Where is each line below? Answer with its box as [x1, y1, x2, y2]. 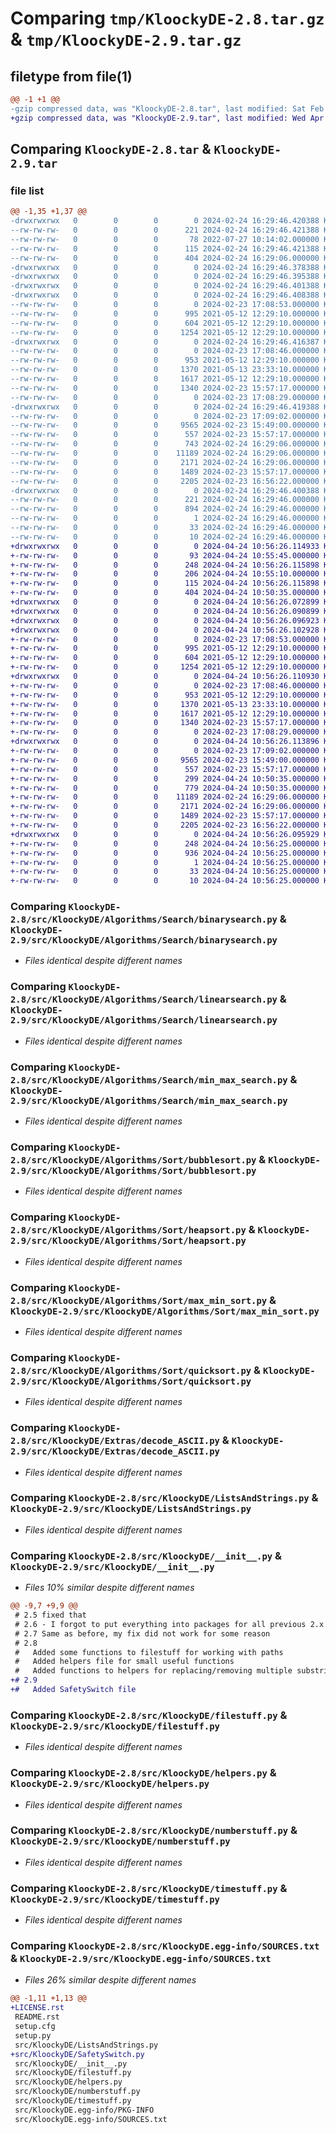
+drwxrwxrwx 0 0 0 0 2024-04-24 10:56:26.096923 [10, 615, 320, 626]
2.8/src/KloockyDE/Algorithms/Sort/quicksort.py [10, 1365, 252, 1376]
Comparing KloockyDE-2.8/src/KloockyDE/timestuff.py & [10, 1881, 288, 1895]
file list [10, 183, 45, 197]
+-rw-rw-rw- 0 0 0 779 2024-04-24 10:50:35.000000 [10, 783, 320, 793]
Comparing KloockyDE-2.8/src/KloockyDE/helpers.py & [10, 1766, 277, 1780]
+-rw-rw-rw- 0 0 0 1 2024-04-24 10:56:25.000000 [10, 857, 320, 867]
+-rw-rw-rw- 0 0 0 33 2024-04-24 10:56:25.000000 [10, 867, 320, 877]
